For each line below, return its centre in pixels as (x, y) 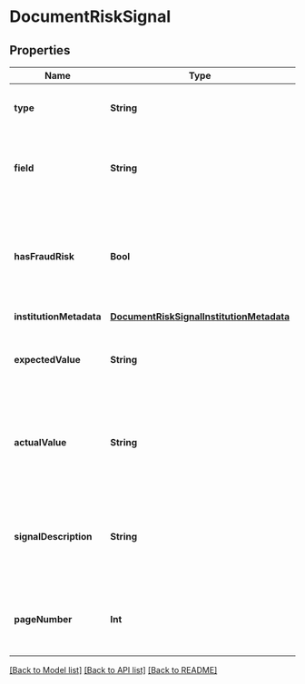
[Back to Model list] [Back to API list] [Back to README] (113, 670)
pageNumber (43, 619)
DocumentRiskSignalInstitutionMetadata (200, 317)
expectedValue (47, 360)
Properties (40, 50)
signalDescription (53, 537)
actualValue (40, 442)
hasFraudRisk (44, 256)
